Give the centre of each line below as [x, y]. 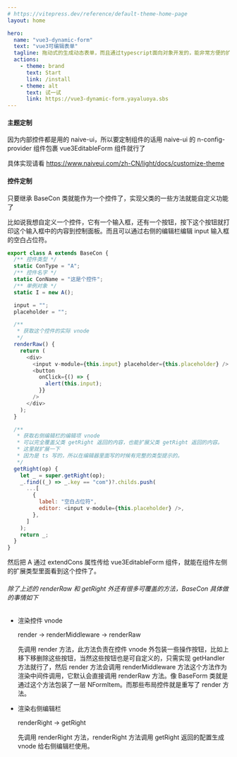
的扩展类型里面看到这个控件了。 [54, 571]
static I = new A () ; [44, 292]
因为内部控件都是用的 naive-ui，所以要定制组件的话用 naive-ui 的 [102, 139]
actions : [26, 60]
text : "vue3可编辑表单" [46, 47]
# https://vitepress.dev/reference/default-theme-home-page [98, 14]
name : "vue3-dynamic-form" [53, 40]
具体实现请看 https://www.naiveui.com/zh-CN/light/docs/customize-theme [116, 163]
